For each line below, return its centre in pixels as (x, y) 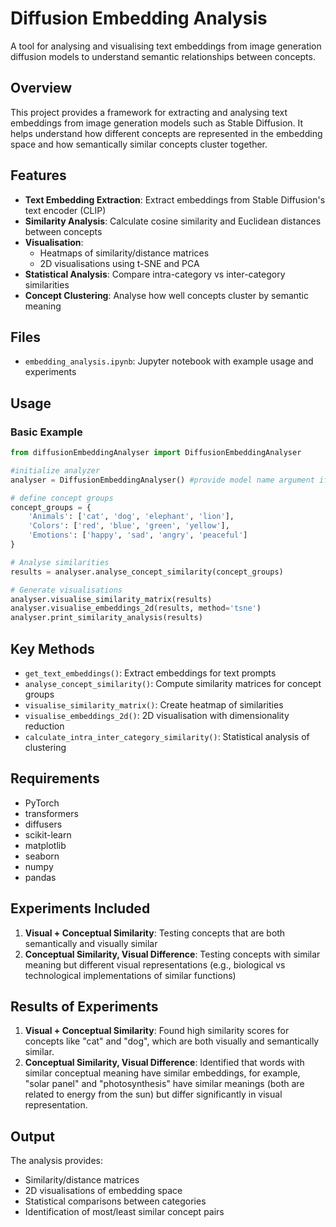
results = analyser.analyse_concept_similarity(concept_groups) (147, 572)
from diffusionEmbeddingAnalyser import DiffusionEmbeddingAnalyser (156, 453)
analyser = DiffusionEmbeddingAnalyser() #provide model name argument (162, 480)
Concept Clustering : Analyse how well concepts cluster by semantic (167, 295)
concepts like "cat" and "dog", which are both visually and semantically (172, 1041)
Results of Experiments (84, 1007)
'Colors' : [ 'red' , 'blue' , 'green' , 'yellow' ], (129, 526)
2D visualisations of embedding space (103, 1191)
